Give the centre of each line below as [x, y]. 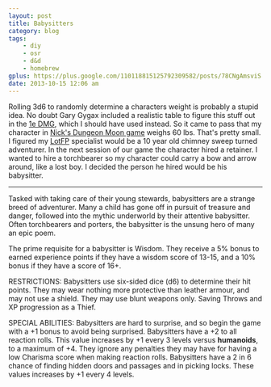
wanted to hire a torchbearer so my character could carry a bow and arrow [132, 158]
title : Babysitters [41, 23]
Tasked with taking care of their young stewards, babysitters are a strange [132, 198]
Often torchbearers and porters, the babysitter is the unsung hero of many [132, 224]
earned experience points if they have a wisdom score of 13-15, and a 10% [132, 257]
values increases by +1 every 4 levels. [71, 374]
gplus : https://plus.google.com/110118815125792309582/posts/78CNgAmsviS [135, 76]
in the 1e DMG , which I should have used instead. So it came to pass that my [135, 124]
